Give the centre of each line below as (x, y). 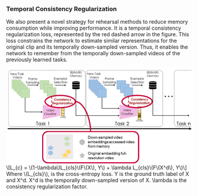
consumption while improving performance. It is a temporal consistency (94, 28)
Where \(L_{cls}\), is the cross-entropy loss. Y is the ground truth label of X (98, 174)
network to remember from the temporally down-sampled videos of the (93, 53)
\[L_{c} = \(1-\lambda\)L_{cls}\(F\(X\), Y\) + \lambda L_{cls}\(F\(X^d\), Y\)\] (97, 167)
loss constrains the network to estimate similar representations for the (92, 41)
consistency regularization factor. (47, 186)
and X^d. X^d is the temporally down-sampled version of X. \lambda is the (97, 180)
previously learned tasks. (37, 60)
